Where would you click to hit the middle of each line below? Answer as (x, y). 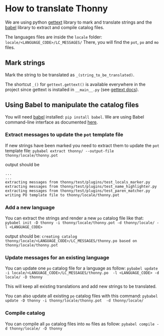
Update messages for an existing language (57, 258)
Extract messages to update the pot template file (64, 135)
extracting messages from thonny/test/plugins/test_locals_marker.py (78, 182)
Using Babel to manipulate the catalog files (72, 105)
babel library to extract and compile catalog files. (55, 27)
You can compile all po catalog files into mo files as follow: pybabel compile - (82, 324)
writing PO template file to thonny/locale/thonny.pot (62, 195)
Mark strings (25, 63)
